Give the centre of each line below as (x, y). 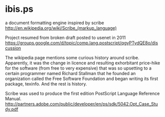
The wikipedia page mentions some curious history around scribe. (72, 57)
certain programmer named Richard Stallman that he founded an (70, 73)
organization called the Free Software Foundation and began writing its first (82, 78)
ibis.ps (19, 9)
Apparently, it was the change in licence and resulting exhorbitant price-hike (83, 63)
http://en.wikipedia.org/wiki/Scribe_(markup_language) (61, 28)
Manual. (13, 98)
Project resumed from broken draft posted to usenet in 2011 (66, 38)
